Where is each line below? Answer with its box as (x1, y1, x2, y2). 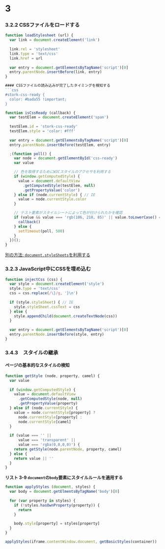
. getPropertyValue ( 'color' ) (23, 188, 80, 193)
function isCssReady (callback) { (5, 110, 76, 115)
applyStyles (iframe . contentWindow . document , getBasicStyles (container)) (5, 539, 157, 544)
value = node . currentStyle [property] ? (14, 410, 96, 415)
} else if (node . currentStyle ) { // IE (14, 192, 96, 197)
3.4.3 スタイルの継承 (5, 349, 58, 356)
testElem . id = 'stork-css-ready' (9, 124, 78, 129)
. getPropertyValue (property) (18, 401, 78, 406)
